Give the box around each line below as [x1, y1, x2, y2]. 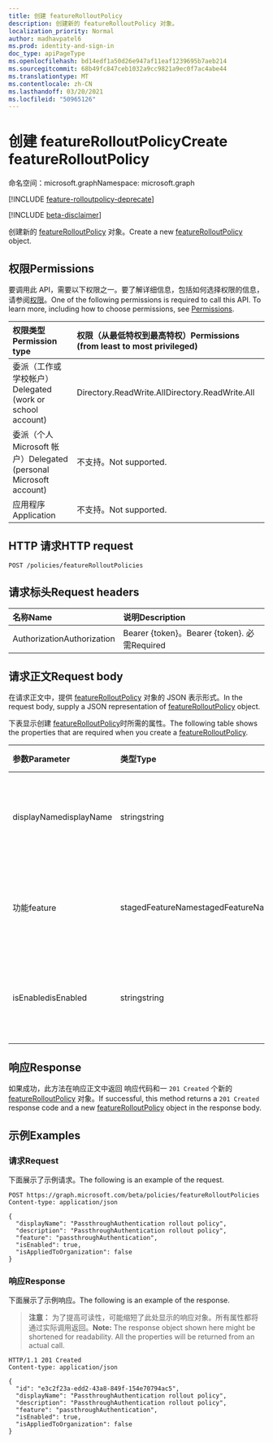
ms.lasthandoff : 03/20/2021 [8, 87, 104, 96]
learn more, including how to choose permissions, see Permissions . [8, 304, 235, 314]
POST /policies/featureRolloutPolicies [8, 561, 144, 570]
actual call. [28, 1341, 65, 1350]
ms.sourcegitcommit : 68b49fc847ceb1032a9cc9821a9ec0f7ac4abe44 [8, 65, 227, 73]
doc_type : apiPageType [8, 50, 85, 58]
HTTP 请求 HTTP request [8, 539, 134, 553]
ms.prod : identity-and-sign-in [8, 42, 115, 50]
